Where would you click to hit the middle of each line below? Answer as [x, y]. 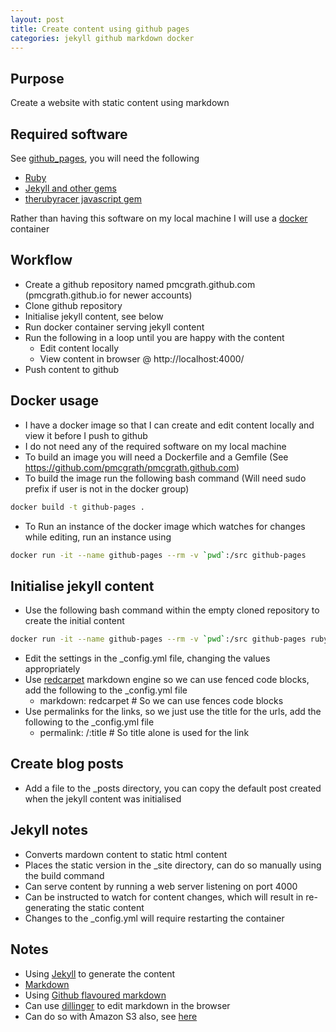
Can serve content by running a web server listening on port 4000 [161, 886]
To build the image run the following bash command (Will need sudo [165, 478]
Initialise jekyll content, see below [94, 316]
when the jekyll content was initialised [103, 798]
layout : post [37, 19]
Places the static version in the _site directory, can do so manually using [173, 865]
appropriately [52, 669]
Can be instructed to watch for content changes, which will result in [164, 897]
